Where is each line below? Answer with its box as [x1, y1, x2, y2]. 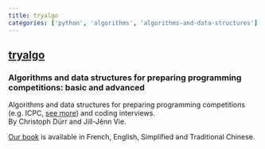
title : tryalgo [8, 11, 59, 20]
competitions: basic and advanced [8, 82, 146, 93]
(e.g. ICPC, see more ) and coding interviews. [8, 109, 155, 118]
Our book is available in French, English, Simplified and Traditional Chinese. [8, 132, 255, 142]
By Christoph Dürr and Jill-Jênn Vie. [8, 117, 127, 127]
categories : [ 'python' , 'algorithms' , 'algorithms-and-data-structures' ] [8, 19, 259, 27]
